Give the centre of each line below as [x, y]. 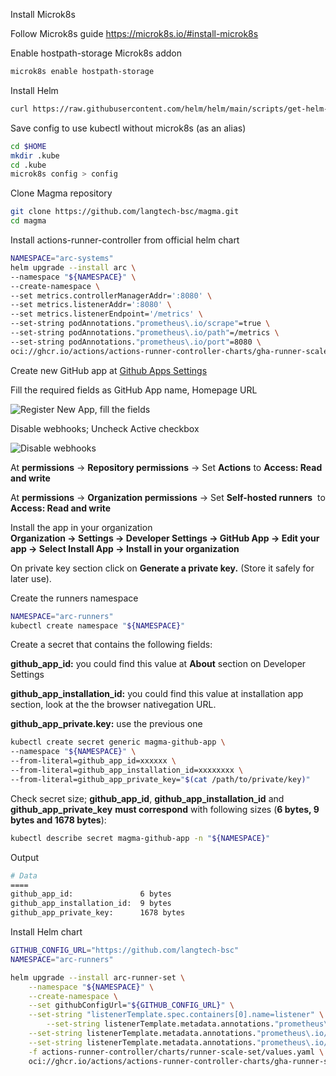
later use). [31, 578]
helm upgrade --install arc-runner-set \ [98, 977]
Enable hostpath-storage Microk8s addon [96, 53]
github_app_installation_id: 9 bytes [91, 904]
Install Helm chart [46, 932]
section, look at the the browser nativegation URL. [113, 705]
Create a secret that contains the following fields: [111, 645]
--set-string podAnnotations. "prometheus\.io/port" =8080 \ [136, 342]
